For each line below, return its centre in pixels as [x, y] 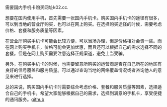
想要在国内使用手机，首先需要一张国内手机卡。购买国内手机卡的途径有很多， [83, 18]
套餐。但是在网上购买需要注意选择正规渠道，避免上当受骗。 [66, 53]
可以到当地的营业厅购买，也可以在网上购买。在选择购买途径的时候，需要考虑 [83, 24]
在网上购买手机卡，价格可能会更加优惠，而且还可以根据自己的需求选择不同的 [83, 47]
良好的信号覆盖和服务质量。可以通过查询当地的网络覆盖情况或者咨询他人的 [81, 70]
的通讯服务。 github [25, 99]
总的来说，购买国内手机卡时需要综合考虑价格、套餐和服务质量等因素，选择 [81, 87]
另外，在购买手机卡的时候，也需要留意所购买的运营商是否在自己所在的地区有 [83, 64]
